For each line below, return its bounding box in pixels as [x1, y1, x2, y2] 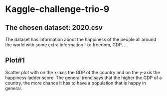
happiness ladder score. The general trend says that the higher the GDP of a [5, 75, 162, 81]
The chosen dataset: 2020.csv [5, 23, 103, 32]
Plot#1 [5, 56, 25, 65]
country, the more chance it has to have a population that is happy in [5, 80, 146, 86]
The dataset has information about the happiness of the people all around [5, 36, 156, 42]
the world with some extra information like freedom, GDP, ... [5, 42, 128, 48]
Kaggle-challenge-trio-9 [5, 3, 110, 15]
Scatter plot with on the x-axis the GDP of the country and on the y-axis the [5, 69, 161, 75]
